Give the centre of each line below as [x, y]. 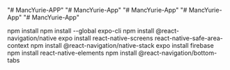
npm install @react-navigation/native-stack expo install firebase [122, 45]
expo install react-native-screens [106, 38]
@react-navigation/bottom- [178, 53]
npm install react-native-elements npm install [72, 53]
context [18, 45]
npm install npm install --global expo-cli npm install [81, 31]
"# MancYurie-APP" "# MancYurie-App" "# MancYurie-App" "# [97, 10]
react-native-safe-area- [189, 38]
